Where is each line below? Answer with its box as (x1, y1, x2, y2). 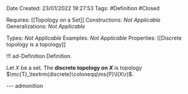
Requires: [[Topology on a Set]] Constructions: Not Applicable (6, 16, 161, 23)
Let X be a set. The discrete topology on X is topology (6, 64, 142, 71)
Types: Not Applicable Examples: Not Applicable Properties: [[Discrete (6, 34, 183, 42)
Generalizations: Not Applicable (6, 23, 86, 30)
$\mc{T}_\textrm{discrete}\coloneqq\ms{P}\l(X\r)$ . (6, 70, 134, 78)
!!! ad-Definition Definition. (6, 52, 73, 60)
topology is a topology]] (6, 41, 66, 48)
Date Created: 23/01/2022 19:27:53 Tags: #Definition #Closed (6, 5, 160, 11)
